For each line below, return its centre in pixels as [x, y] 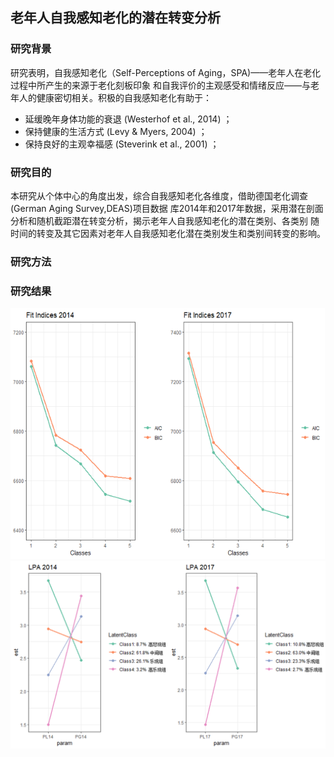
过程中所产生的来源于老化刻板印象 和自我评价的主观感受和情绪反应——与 [160, 85]
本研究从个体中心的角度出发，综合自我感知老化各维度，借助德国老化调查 [159, 195]
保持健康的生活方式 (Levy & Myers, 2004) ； [116, 131]
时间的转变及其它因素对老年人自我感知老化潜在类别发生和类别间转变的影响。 [168, 233]
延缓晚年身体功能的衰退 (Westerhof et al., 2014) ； [128, 119]
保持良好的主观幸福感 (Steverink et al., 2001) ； [122, 144]
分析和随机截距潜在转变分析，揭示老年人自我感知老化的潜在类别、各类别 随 [165, 220]
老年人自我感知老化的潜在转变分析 [115, 18]
